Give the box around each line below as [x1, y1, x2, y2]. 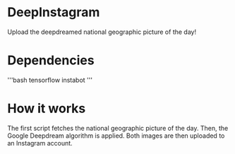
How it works [7, 100, 86, 117]
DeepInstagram [7, 4, 100, 20]
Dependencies [7, 52, 95, 69]
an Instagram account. [7, 138, 73, 147]
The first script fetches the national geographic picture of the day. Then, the [7, 124, 229, 132]
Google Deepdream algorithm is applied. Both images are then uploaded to [7, 131, 225, 140]
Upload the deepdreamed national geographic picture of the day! [7, 28, 196, 36]
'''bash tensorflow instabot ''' [7, 76, 93, 84]
